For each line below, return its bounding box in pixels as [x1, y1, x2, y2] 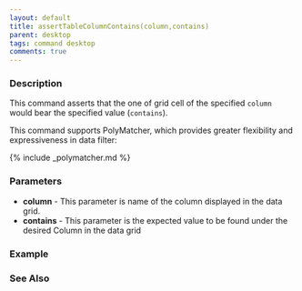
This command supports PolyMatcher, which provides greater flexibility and [9, 125, 294, 136]
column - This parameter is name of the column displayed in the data [22, 196, 283, 206]
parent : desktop [9, 30, 71, 39]
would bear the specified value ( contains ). [9, 107, 168, 118]
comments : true [9, 47, 67, 56]
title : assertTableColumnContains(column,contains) [9, 22, 209, 31]
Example [9, 247, 49, 260]
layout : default [9, 13, 71, 23]
